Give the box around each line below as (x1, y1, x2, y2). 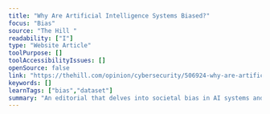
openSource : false (8, 64, 70, 72)
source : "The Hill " (8, 26, 78, 35)
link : (8, 71, 27, 79)
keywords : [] (8, 79, 52, 87)
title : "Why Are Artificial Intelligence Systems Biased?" (8, 11, 211, 20)
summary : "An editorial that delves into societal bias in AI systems (8, 94, 250, 102)
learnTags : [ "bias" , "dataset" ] (8, 86, 113, 95)
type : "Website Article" (8, 42, 92, 50)
